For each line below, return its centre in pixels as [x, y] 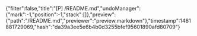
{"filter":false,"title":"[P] [34, 8]
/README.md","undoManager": [102, 8]
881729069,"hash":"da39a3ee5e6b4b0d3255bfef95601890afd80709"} [93, 27]
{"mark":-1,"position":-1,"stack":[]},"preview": [61, 15]
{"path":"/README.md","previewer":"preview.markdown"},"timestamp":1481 [98, 21]
